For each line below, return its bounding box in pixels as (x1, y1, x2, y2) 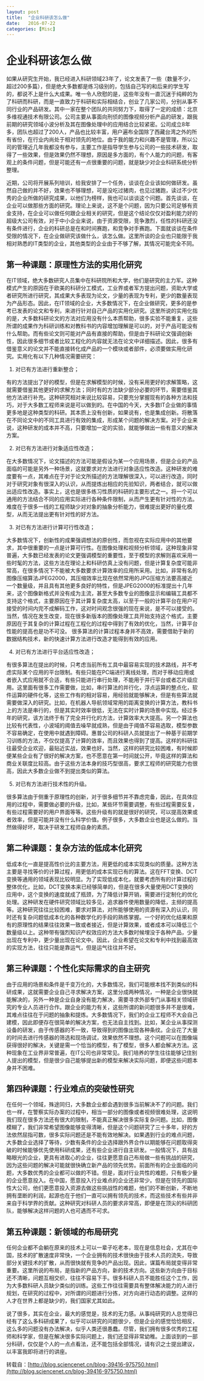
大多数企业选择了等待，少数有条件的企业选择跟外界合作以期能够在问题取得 (6, 1139, 192, 1146)
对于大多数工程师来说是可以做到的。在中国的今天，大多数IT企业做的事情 (16, 402, 197, 408)
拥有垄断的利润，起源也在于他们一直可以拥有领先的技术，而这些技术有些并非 (6, 1192, 198, 1199)
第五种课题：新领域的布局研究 (6, 1227, 118, 1237)
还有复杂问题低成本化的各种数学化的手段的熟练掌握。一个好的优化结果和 (11, 913, 192, 920)
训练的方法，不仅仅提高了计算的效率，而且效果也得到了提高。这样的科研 (11, 737, 192, 744)
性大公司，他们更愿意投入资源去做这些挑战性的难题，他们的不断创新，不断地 (6, 1184, 198, 1191)
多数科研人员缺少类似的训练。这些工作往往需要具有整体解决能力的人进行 (16, 1282, 198, 1289)
